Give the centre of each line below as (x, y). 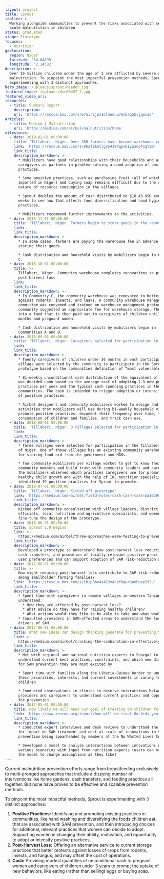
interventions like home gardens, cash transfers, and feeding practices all (79, 779)
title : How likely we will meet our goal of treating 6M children (83, 709)
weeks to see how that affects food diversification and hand (82, 201)
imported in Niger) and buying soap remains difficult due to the (87, 183)
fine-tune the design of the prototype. (60, 518)
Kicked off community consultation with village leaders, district (88, 509)
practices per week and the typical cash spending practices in (85, 387)
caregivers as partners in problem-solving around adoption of (84, 165)
